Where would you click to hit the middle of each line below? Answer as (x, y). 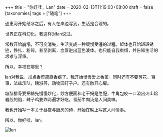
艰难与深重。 (18, 56)
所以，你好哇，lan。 (25, 120)
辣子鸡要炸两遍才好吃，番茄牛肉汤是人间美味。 (73, 99)
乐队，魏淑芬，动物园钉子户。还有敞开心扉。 (66, 83)
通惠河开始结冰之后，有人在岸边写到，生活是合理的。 (58, 24)
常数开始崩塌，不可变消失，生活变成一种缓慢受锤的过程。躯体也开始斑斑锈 (79, 44)
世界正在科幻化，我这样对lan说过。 (40, 34)
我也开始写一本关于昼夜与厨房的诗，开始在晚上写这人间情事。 (67, 110)
